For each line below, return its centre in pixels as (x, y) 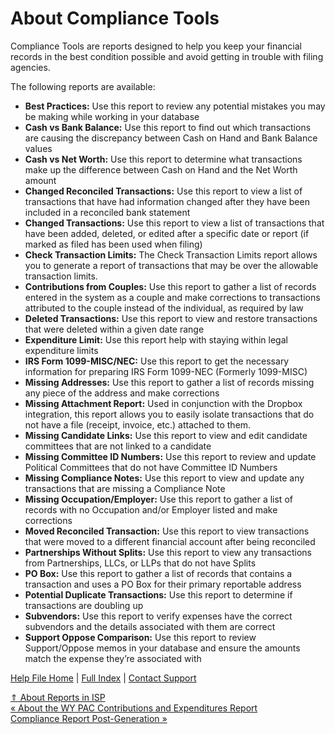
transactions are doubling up (84, 605)
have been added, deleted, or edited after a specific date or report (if (167, 233)
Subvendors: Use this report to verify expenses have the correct (158, 616)
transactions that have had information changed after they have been (167, 201)
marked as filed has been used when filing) (113, 244)
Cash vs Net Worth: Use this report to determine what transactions (163, 159)
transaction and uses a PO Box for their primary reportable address (163, 584)
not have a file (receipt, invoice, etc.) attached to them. (138, 424)
